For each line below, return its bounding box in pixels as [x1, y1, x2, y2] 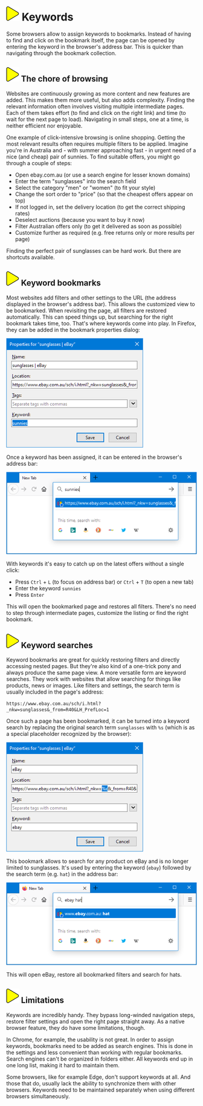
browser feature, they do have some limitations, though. [6, 1024, 146, 1031]
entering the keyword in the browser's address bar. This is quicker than [6, 43, 184, 50]
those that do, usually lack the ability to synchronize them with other [6, 1079, 176, 1087]
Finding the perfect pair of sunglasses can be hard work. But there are [6, 247, 181, 254]
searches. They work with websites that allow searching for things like [6, 675, 181, 683]
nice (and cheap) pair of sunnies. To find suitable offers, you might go [6, 153, 180, 160]
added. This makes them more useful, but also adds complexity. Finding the [6, 96, 195, 103]
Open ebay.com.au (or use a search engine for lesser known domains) [14, 171, 190, 178]
